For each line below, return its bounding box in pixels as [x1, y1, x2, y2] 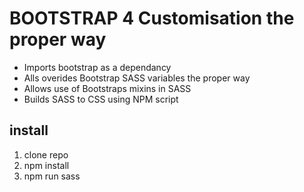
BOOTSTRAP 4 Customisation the [9, 7, 295, 30]
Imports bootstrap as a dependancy [23, 61, 172, 73]
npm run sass [23, 170, 81, 182]
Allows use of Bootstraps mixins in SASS [23, 82, 192, 94]
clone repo [23, 148, 69, 161]
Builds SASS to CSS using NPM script [23, 93, 179, 105]
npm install [23, 159, 70, 171]
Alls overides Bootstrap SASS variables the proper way [23, 72, 251, 84]
